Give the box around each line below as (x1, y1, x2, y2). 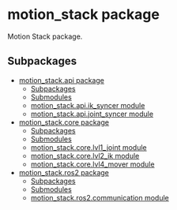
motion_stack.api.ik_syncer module (30, 100, 145, 110)
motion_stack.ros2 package (18, 167, 110, 177)
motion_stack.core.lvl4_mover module (30, 159, 155, 169)
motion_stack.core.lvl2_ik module (30, 151, 140, 160)
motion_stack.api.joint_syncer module (30, 109, 154, 118)
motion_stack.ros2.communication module (30, 193, 169, 202)
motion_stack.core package (18, 117, 110, 127)
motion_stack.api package (18, 75, 104, 84)
